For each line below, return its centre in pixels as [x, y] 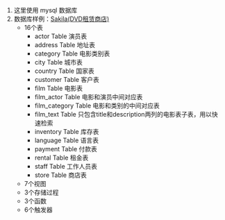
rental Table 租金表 [61, 158]
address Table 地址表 [65, 45]
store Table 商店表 [60, 175]
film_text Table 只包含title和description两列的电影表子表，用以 [123, 114]
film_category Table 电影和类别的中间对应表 [97, 105]
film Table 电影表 [59, 88]
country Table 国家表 [65, 71]
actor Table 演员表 [61, 36]
